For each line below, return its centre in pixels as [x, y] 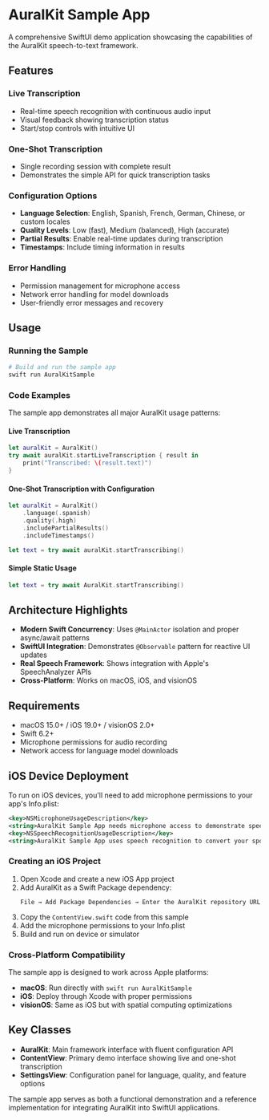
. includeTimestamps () [58, 535]
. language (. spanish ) [57, 513]
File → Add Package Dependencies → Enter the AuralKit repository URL [140, 902]
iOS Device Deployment [69, 776]
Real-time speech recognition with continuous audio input [115, 111]
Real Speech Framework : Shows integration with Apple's [114, 663]
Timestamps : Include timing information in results [102, 247]
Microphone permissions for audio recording [94, 742]
